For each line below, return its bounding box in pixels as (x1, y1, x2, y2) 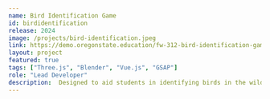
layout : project (8, 49, 63, 57)
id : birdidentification (8, 19, 88, 27)
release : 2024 (8, 26, 56, 34)
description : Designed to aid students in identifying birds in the (8, 78, 247, 86)
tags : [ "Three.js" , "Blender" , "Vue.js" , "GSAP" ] (8, 64, 178, 72)
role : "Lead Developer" (8, 71, 88, 79)
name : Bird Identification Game (8, 11, 117, 20)
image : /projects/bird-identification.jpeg (8, 34, 157, 42)
